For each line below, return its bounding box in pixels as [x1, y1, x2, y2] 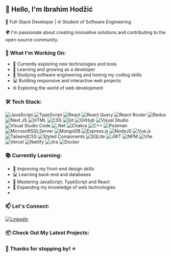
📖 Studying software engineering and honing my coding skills [12, 72, 142, 78]
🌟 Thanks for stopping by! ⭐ [5, 245, 76, 252]
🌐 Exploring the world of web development [12, 85, 104, 91]
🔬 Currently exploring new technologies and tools [12, 61, 117, 67]
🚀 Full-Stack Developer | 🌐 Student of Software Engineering [5, 18, 131, 25]
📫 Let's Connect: [5, 202, 50, 209]
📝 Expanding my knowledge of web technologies [12, 184, 116, 190]
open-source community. [5, 36, 59, 42]
